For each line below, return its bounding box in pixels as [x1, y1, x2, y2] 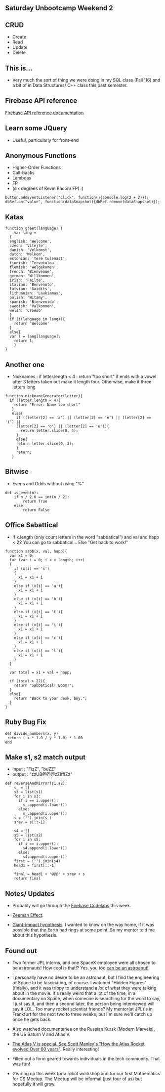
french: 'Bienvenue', [9, 269, 54, 274]
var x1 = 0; [9, 553, 35, 558]
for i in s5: [14, 837, 41, 842]
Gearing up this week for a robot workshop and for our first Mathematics [12, 1070, 161, 1076]
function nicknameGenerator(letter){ [5, 394, 83, 399]
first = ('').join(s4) [14, 859, 61, 864]
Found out [5, 946, 37, 955]
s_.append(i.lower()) [23, 802, 68, 807]
